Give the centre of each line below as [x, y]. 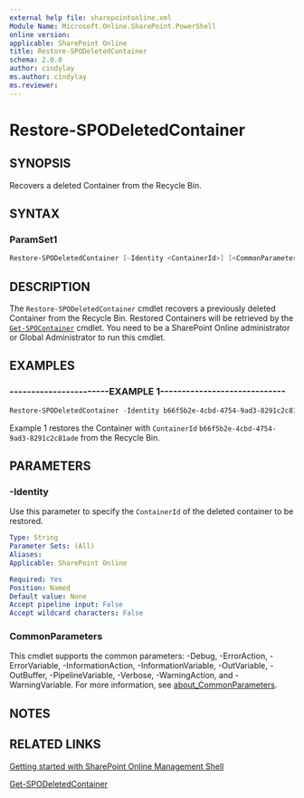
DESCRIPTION [50, 287]
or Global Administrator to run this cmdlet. [87, 337]
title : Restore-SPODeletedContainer [78, 52]
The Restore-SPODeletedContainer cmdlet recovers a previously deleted [142, 308]
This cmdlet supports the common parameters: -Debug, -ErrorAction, [139, 656]
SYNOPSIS [40, 164]
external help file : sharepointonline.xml [90, 18]
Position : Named [40, 588]
